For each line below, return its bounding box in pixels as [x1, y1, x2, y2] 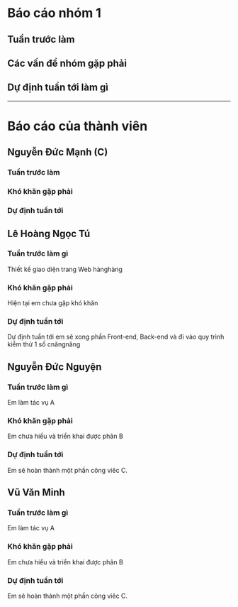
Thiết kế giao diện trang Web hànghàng [7, 265, 123, 273]
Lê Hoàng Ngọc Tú [7, 227, 91, 239]
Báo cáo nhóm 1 [7, 5, 101, 21]
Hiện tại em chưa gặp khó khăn [7, 299, 98, 307]
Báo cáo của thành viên [7, 118, 148, 134]
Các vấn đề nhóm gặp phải [7, 57, 127, 69]
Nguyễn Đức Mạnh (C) [7, 146, 108, 158]
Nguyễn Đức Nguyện [7, 361, 102, 373]
